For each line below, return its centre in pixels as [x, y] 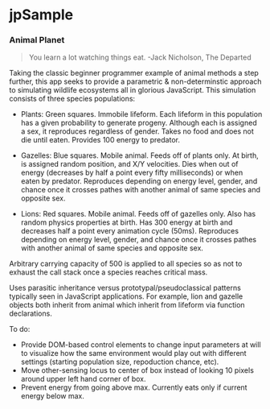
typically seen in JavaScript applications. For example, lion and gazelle [126, 296]
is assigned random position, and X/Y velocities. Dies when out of [129, 164]
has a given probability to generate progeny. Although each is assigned [139, 123]
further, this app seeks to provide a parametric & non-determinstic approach [135, 81]
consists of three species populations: [72, 99]
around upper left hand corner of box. [84, 379]
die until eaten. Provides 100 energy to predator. [100, 140]
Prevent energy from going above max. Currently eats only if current [134, 387]
